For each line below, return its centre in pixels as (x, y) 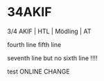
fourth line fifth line (34, 44)
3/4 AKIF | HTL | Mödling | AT (49, 31)
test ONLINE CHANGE (39, 71)
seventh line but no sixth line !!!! (52, 58)
